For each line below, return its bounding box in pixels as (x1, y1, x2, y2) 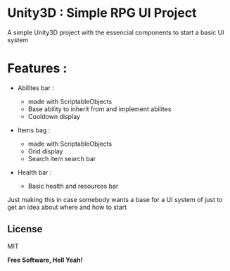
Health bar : (17, 168, 52, 177)
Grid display (27, 146, 63, 156)
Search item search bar (27, 154, 96, 163)
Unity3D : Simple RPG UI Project (7, 5, 197, 21)
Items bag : (17, 125, 51, 134)
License (7, 223, 43, 235)
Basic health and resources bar (27, 182, 119, 190)
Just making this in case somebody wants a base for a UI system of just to (7, 195, 223, 203)
